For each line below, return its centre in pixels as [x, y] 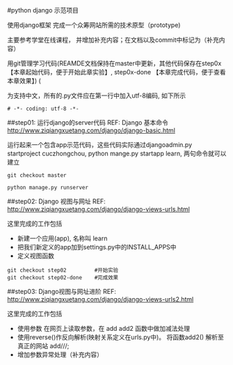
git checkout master [37, 176]
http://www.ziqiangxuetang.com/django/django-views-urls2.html [101, 299]
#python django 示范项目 [43, 10]
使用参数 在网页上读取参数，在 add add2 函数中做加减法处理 [104, 328]
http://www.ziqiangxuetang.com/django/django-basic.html [91, 130]
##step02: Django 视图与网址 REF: [56, 201]
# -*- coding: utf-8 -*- [43, 109]
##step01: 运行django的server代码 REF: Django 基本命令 [88, 123]
